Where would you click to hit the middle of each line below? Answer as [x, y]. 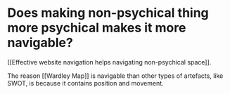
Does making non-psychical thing [108, 13]
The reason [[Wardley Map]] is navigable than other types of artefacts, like [115, 76]
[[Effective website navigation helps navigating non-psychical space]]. [109, 62]
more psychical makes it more [97, 28]
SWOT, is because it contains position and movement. [85, 83]
